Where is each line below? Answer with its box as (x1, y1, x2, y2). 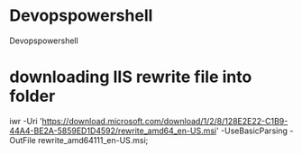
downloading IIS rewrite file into (9, 67, 252, 87)
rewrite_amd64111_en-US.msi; (37, 134, 149, 145)
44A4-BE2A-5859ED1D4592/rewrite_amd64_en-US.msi (9, 125, 217, 136)
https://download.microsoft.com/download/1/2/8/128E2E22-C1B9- (41, 115, 288, 126)
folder (9, 86, 56, 106)
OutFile (9, 134, 36, 145)
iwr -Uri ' (9, 115, 42, 126)
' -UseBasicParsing (215, 125, 288, 136)
